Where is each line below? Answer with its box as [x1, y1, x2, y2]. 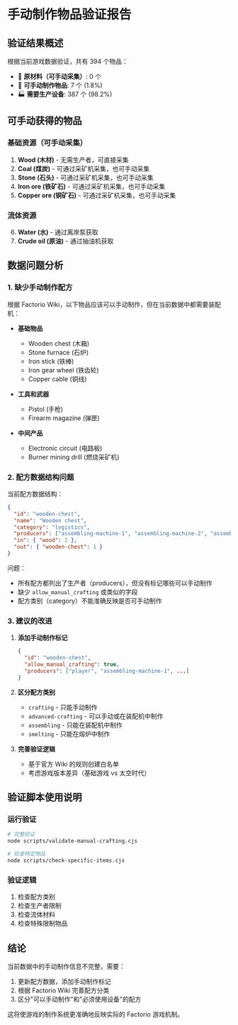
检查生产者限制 [17, 901, 62, 910]
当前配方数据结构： [7, 489, 64, 498]
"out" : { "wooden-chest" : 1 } [13, 544, 103, 551]
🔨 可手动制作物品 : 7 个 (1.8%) [17, 81, 103, 89]
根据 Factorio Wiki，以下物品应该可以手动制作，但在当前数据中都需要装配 [7, 300, 221, 309]
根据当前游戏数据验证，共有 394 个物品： [7, 57, 129, 65]
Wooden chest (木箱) [28, 339, 90, 348]
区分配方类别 [17, 688, 55, 696]
